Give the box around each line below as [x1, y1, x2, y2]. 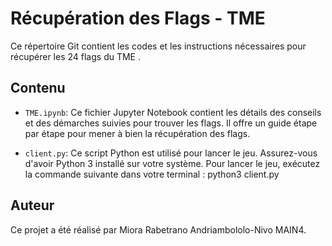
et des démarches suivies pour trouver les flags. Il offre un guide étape [24, 117, 318, 129]
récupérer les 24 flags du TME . [10, 50, 142, 62]
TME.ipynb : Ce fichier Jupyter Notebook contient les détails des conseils [24, 106, 322, 118]
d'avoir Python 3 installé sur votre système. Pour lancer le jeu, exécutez [24, 157, 321, 169]
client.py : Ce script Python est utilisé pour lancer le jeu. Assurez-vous [24, 147, 318, 159]
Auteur [10, 197, 55, 214]
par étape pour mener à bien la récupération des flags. [24, 127, 251, 139]
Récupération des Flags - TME [10, 7, 266, 30]
